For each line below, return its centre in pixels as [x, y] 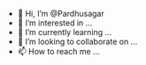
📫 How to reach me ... [58, 51]
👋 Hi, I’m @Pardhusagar [61, 14]
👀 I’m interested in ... [55, 23]
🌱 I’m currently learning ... [65, 32]
